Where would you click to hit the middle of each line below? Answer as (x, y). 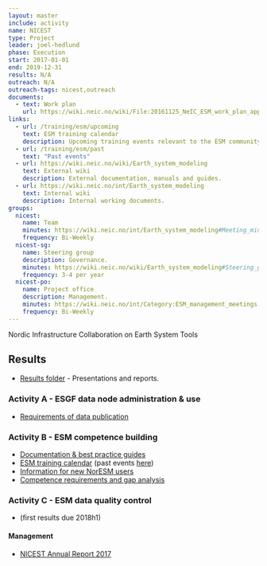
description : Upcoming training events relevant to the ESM (124, 141)
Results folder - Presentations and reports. (89, 378)
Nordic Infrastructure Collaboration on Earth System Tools (103, 334)
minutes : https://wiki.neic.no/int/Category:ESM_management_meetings (140, 304)
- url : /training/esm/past (60, 149)
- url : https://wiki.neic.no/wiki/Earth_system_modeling (112, 164)
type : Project (32, 38)
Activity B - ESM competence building (83, 437)
